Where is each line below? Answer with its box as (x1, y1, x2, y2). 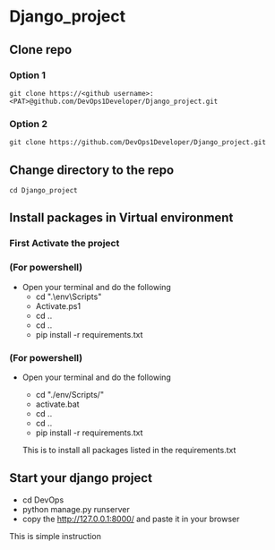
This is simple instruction (9, 530, 101, 541)
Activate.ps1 (35, 300, 82, 311)
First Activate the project (9, 237, 120, 250)
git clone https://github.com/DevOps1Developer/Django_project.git (9, 138, 267, 147)
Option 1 (9, 69, 47, 82)
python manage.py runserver (21, 503, 130, 514)
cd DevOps (21, 494, 64, 505)
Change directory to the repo (9, 162, 175, 177)
